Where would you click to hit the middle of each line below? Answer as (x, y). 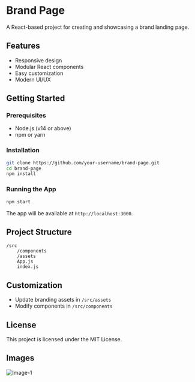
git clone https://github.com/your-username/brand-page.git (83, 163)
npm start (19, 201)
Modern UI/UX (33, 79)
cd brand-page (24, 169)
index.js (28, 267)
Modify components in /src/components (64, 306)
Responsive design (38, 60)
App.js (25, 261)
